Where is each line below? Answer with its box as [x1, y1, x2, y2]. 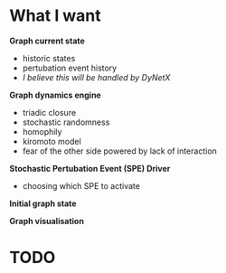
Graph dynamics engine [9, 89, 101, 100]
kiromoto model [22, 136, 81, 146]
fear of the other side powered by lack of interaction [22, 146, 217, 156]
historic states [22, 52, 76, 63]
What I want [9, 5, 101, 26]
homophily [22, 126, 62, 136]
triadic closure [22, 107, 77, 118]
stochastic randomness [22, 117, 110, 127]
